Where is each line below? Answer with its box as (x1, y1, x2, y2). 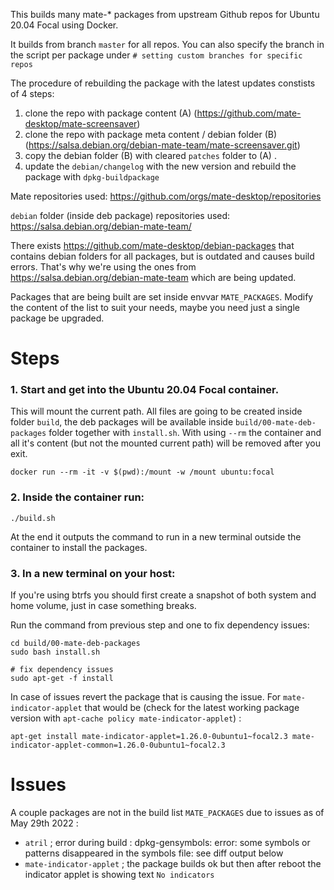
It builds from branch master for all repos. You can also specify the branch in (10, 39, 325, 50)
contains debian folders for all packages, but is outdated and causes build (10, 250, 315, 262)
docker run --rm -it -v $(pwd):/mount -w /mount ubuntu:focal (10, 467, 275, 478)
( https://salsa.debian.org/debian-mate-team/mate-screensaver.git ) (24, 139, 301, 151)
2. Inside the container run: (10, 490, 145, 504)
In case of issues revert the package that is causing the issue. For (10, 691, 282, 703)
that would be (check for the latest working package (84, 702, 300, 714)
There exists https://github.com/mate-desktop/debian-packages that (10, 240, 295, 251)
